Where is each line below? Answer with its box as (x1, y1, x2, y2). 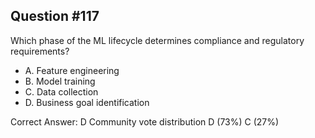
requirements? (10, 45, 70, 57)
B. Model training (24, 75, 96, 87)
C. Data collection (24, 85, 99, 98)
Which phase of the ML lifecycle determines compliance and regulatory (10, 34, 305, 46)
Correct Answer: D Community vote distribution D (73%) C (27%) (10, 115, 280, 128)
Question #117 (10, 8, 100, 25)
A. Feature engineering (24, 64, 120, 76)
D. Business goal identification (24, 96, 150, 108)
